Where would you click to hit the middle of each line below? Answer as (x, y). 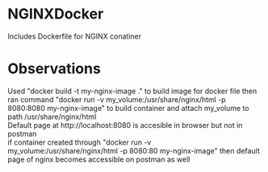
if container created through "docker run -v (80, 142)
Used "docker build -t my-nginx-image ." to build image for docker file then (132, 91)
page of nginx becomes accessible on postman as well (99, 159)
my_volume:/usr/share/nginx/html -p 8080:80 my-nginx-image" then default (134, 150)
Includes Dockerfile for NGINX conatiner (75, 36)
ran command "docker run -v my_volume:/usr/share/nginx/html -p (117, 99)
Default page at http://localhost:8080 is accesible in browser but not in (125, 125)
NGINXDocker (56, 14)
